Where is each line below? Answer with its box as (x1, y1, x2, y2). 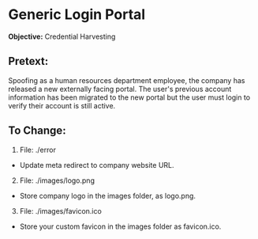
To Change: (8, 124, 66, 138)
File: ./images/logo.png (19, 176, 95, 185)
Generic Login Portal (8, 6, 146, 24)
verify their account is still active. (8, 101, 116, 110)
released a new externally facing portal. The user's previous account (8, 84, 232, 93)
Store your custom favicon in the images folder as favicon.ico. (19, 222, 222, 231)
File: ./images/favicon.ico (19, 206, 103, 215)
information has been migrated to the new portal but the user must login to (8, 93, 251, 102)
